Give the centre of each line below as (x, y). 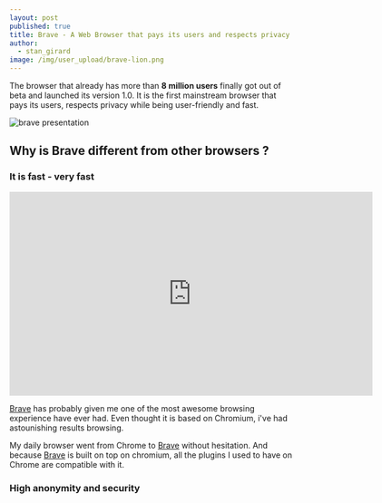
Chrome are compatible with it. (67, 464)
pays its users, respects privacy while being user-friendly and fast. (134, 105)
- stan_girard (44, 52)
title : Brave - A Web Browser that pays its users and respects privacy (150, 34)
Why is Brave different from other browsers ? (139, 151)
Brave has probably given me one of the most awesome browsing (132, 408)
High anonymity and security (75, 488)
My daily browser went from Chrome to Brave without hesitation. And (139, 445)
